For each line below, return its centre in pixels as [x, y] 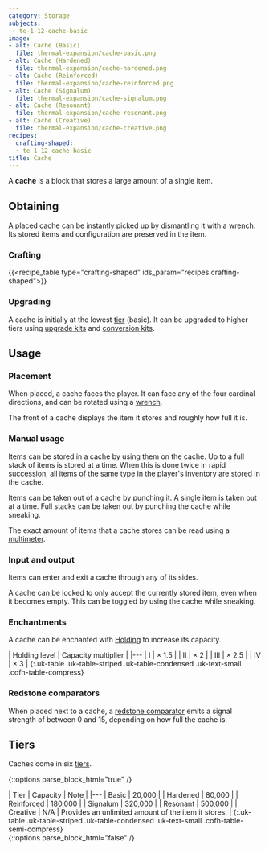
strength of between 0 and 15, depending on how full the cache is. [118, 719]
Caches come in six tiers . [50, 764]
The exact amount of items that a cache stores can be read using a [119, 530]
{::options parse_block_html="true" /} [70, 780]
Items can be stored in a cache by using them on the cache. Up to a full [126, 456]
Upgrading [29, 302]
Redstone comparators [54, 693]
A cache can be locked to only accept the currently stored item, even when [132, 592]
